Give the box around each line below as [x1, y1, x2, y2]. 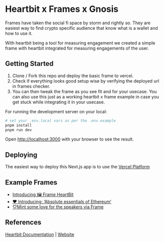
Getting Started [5, 59, 54, 68]
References [5, 218, 41, 227]
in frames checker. [12, 83, 50, 89]
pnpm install [5, 123, 32, 128]
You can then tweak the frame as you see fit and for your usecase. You [12, 88, 157, 95]
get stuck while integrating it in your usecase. [12, 99, 105, 105]
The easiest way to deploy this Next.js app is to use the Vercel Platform [5, 164, 150, 170]
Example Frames [5, 178, 58, 187]
